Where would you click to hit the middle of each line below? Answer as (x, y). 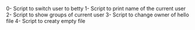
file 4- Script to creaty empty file (46, 21)
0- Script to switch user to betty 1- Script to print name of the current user (96, 9)
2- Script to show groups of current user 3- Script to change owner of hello (98, 15)
